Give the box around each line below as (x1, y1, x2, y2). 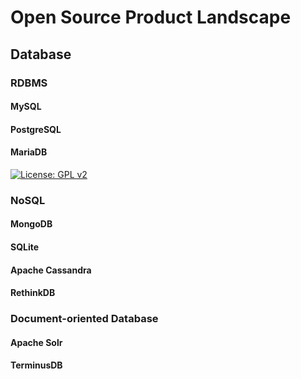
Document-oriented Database (10, 312, 159, 326)
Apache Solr (10, 336, 63, 348)
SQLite (10, 241, 40, 253)
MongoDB (10, 218, 53, 230)
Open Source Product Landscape (10, 6, 292, 29)
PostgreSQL (10, 123, 62, 135)
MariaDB (10, 146, 48, 158)
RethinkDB (10, 287, 56, 299)
